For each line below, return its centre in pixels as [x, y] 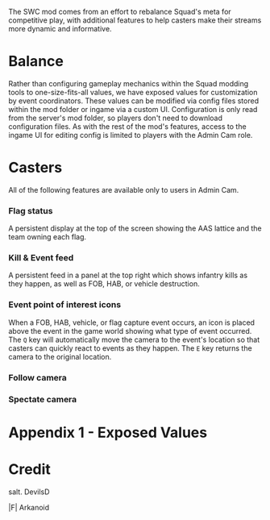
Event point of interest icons [65, 305]
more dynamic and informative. [60, 29]
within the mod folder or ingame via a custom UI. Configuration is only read [133, 109]
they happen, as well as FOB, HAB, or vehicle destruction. [104, 284]
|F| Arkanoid [29, 507]
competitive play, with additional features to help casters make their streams [135, 20]
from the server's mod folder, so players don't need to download [116, 118]
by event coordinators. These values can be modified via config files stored [134, 101]
